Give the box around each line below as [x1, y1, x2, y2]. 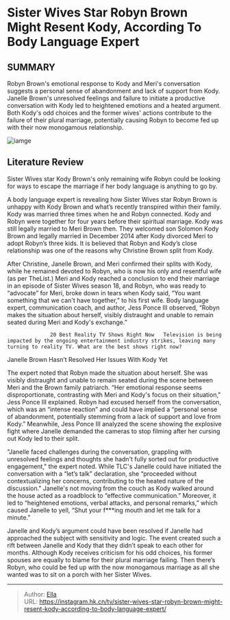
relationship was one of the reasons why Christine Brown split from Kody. [7, 246, 214, 255]
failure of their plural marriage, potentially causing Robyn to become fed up [7, 116, 219, 124]
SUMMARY [7, 61, 56, 73]
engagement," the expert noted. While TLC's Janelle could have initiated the [7, 462, 222, 470]
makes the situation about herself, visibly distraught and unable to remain [7, 310, 214, 319]
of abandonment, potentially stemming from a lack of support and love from [7, 412, 221, 420]
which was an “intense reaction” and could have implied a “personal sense [7, 405, 218, 413]
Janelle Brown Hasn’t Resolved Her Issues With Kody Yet [7, 355, 168, 363]
